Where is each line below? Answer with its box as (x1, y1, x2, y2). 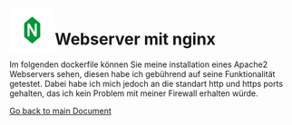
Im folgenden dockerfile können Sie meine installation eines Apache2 (9, 59, 268, 70)
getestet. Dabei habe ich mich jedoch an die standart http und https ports (9, 78, 284, 89)
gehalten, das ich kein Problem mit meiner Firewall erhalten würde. (9, 88, 258, 99)
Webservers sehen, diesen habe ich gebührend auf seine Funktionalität (9, 68, 276, 79)
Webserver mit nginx (54, 29, 216, 50)
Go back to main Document (9, 105, 112, 116)
